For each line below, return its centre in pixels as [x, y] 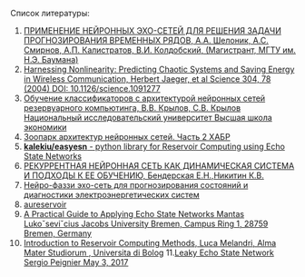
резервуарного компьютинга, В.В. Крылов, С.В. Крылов [132, 108]
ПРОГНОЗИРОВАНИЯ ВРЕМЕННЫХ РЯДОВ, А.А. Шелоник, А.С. [146, 40]
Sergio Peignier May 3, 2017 [76, 262]
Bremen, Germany [57, 233]
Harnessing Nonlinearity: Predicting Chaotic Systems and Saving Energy [159, 69]
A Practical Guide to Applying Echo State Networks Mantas [133, 214]
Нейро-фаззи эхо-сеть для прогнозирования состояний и [136, 185]
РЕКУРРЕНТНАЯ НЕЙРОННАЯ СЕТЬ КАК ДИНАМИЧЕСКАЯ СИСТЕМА [159, 166]
